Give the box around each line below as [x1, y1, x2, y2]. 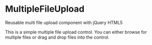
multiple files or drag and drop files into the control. [5, 34, 110, 40]
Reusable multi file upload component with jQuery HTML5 [5, 20, 123, 25]
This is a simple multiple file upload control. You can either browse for [5, 29, 147, 35]
